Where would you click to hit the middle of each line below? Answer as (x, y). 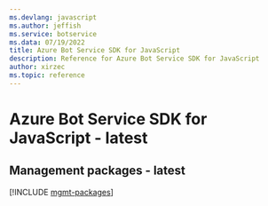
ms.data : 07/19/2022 (47, 42)
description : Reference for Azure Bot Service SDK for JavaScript (134, 59)
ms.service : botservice (53, 34)
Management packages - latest (98, 171)
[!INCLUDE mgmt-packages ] (61, 192)
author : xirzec (37, 67)
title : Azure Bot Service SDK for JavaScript (95, 51)
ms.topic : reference (47, 75)
